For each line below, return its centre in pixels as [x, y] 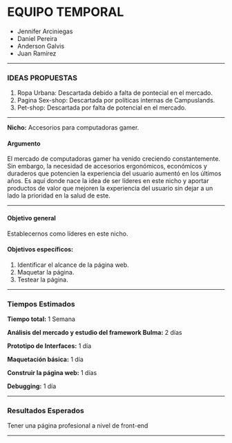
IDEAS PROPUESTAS [42, 78]
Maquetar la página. [46, 272]
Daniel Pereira [37, 38]
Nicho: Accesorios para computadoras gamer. [73, 128]
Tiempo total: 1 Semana [41, 319]
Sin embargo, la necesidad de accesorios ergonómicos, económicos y [107, 166]
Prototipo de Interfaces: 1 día [49, 346]
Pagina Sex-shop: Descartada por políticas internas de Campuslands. [116, 101]
